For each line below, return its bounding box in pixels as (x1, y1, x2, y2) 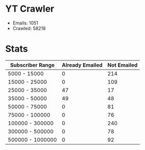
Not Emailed (107, 62, 138, 69)
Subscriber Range (10, 62, 55, 69)
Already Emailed (62, 62, 103, 69)
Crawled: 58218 (12, 25, 46, 31)
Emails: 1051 (12, 20, 39, 26)
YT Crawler (5, 3, 54, 15)
